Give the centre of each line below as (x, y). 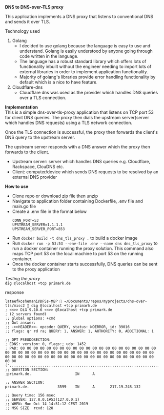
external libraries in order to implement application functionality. (83, 72)
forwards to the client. (27, 152)
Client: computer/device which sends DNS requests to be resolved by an (85, 172)
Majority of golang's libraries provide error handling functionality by (87, 77)
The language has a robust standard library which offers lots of (83, 61)
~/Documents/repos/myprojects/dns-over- (106, 301)
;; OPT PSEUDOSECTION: (28, 340)
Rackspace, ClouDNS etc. (38, 166)
